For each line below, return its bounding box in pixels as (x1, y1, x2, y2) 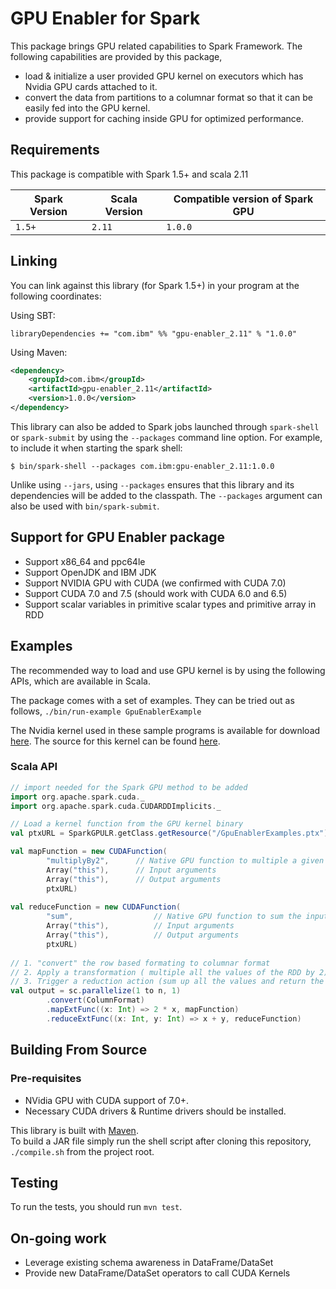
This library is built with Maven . (10, 1124, 139, 1136)
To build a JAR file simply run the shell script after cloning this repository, (10, 1135, 312, 1147)
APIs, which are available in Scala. (10, 675, 151, 687)
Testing (10, 1174, 59, 1191)
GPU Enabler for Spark (10, 7, 201, 30)
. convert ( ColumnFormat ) (46, 995, 145, 1006)
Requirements (10, 142, 100, 159)
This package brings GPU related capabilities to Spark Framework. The (10, 40, 303, 52)
